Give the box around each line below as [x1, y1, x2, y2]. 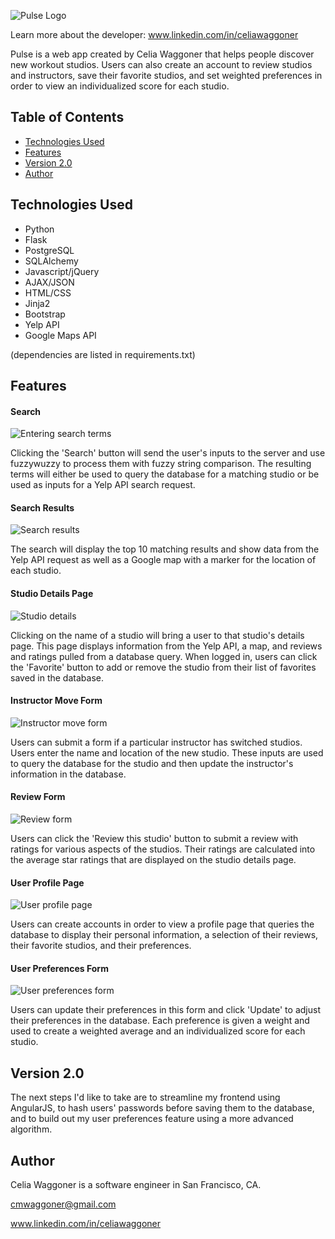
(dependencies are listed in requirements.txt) [10, 348, 196, 360]
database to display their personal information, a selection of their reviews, [10, 929, 319, 941]
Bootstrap [24, 308, 66, 320]
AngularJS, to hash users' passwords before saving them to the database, [10, 1102, 315, 1114]
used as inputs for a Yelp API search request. [10, 479, 196, 491]
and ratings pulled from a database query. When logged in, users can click [10, 650, 318, 662]
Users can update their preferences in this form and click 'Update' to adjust [10, 1004, 321, 1016]
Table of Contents [10, 109, 125, 126]
